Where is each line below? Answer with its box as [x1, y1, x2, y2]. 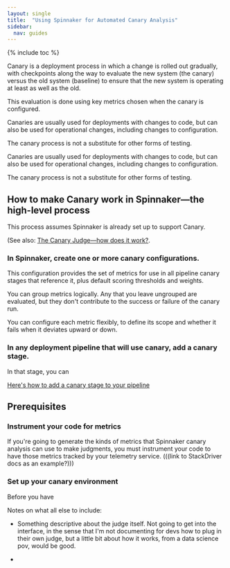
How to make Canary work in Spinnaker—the [7, 193, 204, 205]
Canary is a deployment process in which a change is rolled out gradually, [7, 62, 218, 70]
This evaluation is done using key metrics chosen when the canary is [7, 98, 204, 106]
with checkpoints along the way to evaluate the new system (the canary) [7, 69, 215, 78]
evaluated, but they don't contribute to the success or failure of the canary [7, 298, 220, 306]
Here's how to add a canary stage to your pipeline [7, 381, 150, 389]
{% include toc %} [7, 49, 60, 57]
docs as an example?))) [7, 459, 74, 468]
